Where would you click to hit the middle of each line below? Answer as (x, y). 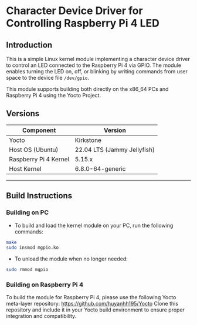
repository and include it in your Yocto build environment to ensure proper (95, 310)
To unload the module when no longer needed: (71, 259)
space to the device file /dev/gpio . (48, 78)
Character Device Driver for (74, 11)
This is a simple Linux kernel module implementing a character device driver (98, 59)
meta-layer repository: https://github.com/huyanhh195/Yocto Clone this (92, 304)
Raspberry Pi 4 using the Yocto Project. (54, 95)
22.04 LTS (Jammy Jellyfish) (115, 150)
